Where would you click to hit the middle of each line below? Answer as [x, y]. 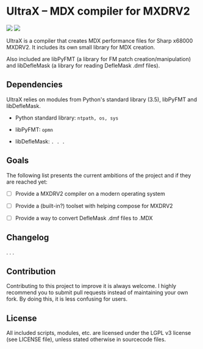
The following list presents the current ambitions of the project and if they [99, 175]
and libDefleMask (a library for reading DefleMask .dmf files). [83, 65]
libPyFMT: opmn [34, 129]
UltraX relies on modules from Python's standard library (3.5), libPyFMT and [101, 99]
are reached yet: [27, 182]
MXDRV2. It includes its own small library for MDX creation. [81, 47]
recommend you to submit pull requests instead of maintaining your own [97, 293]
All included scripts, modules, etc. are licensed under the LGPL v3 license [99, 333]
